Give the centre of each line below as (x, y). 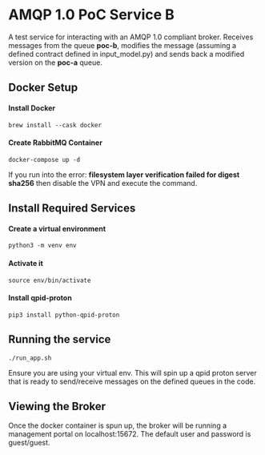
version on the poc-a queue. (55, 62)
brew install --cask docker (55, 125)
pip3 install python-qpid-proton (64, 315)
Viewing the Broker (57, 406)
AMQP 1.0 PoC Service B (91, 15)
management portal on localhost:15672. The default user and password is (130, 434)
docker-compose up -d (44, 159)
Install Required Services (72, 209)
